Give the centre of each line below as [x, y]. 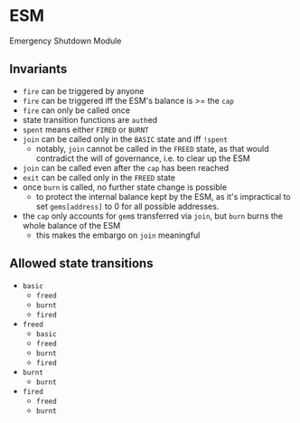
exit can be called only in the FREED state [99, 177]
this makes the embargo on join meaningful [118, 235]
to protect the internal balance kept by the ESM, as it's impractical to [163, 196]
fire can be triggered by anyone [83, 90]
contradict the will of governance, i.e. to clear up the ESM [143, 158]
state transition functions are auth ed [90, 119]
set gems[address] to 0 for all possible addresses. [127, 206]
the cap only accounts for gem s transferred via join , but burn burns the [152, 216]
